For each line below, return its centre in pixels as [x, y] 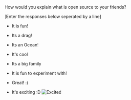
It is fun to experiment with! [39, 73]
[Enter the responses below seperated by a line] [53, 16]
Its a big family [26, 64]
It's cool [20, 54]
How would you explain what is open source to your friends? [65, 7]
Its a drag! [22, 35]
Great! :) [20, 83]
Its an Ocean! [25, 45]
